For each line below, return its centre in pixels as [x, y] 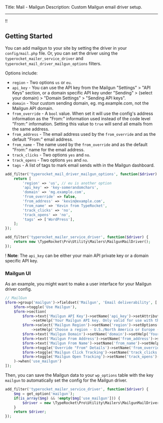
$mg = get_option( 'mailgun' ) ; [44, 394]
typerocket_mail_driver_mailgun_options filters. [53, 63]
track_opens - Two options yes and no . [50, 160]
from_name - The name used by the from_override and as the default [80, 144]
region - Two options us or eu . [42, 82]
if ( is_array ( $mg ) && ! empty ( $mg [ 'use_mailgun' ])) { [67, 398]
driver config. [19, 289]
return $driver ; [30, 412]
